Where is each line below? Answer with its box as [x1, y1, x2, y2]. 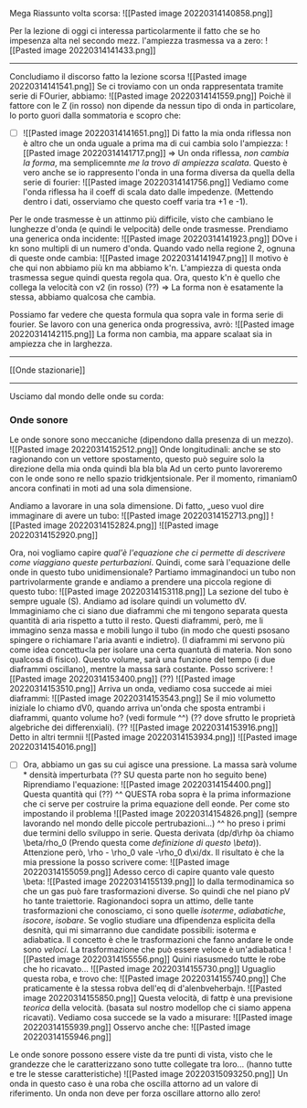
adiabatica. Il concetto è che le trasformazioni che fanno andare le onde [22, 934, 294, 945]
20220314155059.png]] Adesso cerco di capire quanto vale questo [22, 867, 275, 878]
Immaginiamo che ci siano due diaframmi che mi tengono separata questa [9, 606, 289, 617]
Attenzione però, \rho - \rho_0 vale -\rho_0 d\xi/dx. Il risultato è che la [22, 847, 285, 858]
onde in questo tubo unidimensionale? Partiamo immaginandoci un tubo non [9, 566, 296, 578]
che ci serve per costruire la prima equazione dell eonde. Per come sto [22, 798, 291, 809]
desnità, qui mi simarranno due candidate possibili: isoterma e [22, 924, 257, 935]
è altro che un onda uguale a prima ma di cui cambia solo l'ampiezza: [22, 138, 284, 149]
